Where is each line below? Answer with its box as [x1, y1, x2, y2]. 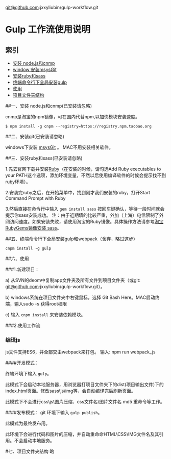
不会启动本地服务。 [14, 438, 55, 444]
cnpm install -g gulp [5, 246, 52, 251]
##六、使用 [5, 256, 29, 262]
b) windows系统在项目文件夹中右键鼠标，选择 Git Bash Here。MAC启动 [5, 294, 155, 300]
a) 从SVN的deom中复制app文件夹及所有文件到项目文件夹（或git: [5, 277, 141, 283]
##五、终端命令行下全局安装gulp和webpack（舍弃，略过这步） [5, 236, 138, 242]
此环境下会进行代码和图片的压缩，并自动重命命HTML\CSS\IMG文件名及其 [5, 431, 159, 438]
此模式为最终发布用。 [5, 420, 50, 426]
